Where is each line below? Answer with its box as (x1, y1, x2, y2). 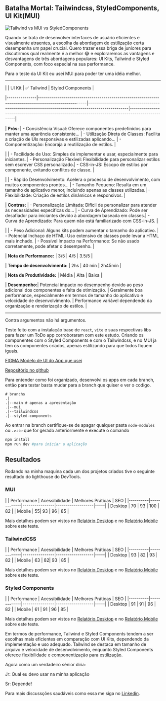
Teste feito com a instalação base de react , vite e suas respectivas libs (5, 326, 151, 332)
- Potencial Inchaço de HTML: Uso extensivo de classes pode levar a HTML (5, 233, 159, 238)
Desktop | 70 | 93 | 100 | (110, 503, 160, 509)
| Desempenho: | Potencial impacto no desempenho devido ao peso (5, 282, 143, 288)
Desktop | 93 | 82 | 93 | (110, 551, 158, 558)
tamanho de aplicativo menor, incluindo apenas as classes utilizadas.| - (5, 187, 150, 193)
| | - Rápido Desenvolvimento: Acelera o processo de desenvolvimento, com (5, 176, 161, 182)
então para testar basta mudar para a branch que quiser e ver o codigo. (5, 382, 151, 388)
